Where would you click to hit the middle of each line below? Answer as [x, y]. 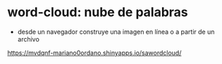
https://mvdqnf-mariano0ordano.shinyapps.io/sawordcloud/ [94, 53]
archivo [29, 39]
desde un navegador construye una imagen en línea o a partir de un [116, 32]
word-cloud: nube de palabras [98, 12]
